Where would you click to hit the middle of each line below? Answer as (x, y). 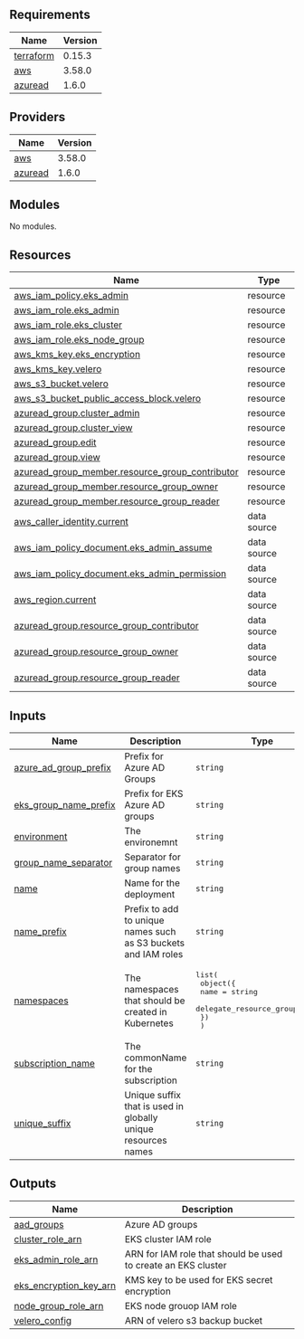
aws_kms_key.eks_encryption (77, 355)
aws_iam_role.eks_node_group (79, 340)
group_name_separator (63, 863)
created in (146, 1011)
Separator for (152, 857)
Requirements (50, 15)
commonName (156, 1058)
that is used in (154, 1106)
